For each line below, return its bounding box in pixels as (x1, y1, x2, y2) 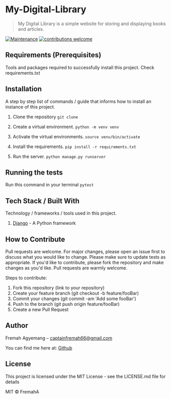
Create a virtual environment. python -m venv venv (12, 123, 119, 130)
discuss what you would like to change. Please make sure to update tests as (5, 254, 166, 260)
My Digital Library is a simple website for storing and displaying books (17, 20, 166, 27)
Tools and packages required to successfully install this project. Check (5, 64, 155, 70)
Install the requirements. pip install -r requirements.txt (12, 143, 137, 150)
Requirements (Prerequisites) (5, 51, 101, 59)
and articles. (17, 26, 45, 32)
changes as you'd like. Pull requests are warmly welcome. (5, 265, 127, 271)
